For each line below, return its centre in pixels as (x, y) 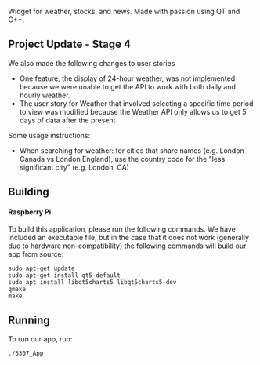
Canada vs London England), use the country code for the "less (122, 159)
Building (29, 192)
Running (29, 320)
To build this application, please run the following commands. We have (122, 229)
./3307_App (26, 354)
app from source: (36, 254)
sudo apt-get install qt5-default (65, 276)
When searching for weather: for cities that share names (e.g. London (132, 150)
